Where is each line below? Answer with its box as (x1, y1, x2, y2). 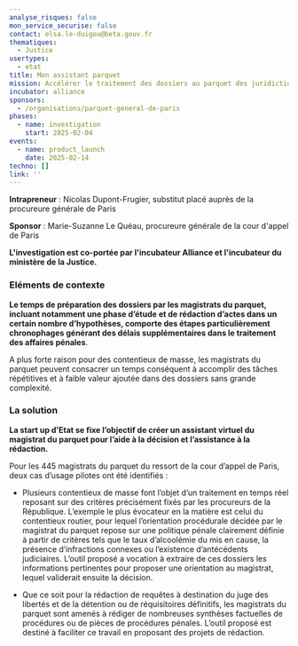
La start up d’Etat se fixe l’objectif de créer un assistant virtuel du (9, 424, 255, 435)
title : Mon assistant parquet (9, 71, 122, 80)
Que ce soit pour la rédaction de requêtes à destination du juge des (21, 589, 269, 600)
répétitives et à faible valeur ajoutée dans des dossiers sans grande (9, 373, 256, 383)
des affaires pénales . (9, 336, 89, 347)
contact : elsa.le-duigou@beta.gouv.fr (9, 29, 153, 38)
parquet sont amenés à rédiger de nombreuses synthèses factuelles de (21, 608, 284, 618)
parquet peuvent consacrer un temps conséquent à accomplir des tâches (9, 363, 278, 374)
